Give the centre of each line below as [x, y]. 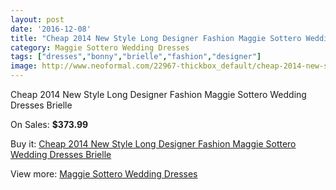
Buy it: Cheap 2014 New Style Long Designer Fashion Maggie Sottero [153, 144]
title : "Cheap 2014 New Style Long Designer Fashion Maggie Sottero [156, 38]
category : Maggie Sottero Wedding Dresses [100, 47]
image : [24, 66]
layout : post [37, 19]
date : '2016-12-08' [51, 29]
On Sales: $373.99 [49, 124]
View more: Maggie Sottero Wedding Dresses [104, 174]
